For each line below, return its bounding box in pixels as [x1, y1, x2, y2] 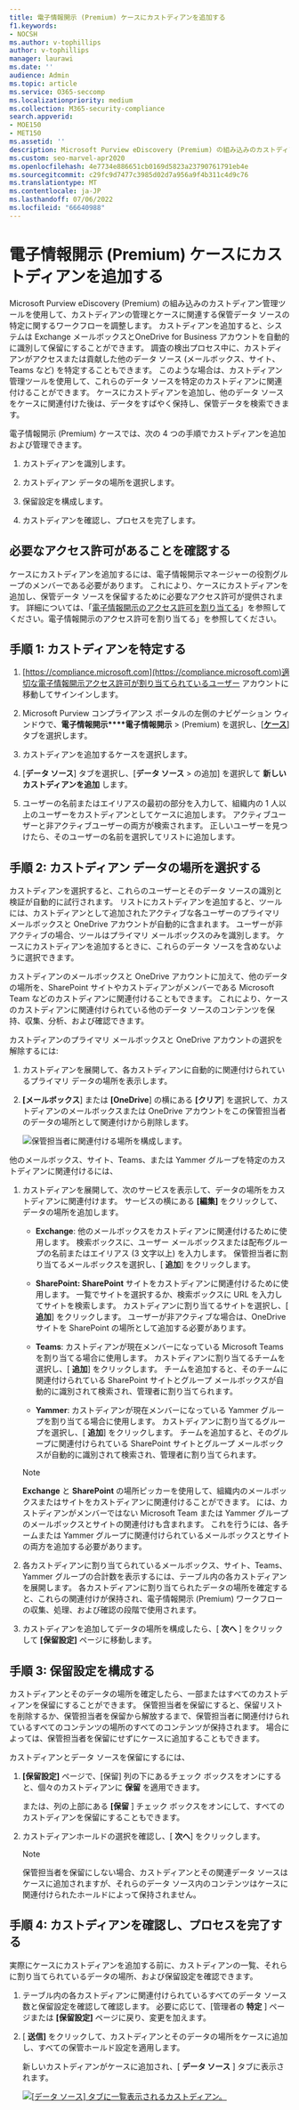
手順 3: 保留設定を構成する [9, 1663, 156, 1678]
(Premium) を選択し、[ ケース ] [181, 719, 290, 730]
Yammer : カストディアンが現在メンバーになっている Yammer [35, 1405, 260, 1416]
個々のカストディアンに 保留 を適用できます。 [37, 1782, 205, 1792]
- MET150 [9, 129, 42, 138]
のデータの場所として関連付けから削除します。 [21, 1117, 193, 1128]
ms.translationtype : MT [9, 179, 98, 188]
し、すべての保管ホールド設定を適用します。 [21, 2041, 185, 2052]
